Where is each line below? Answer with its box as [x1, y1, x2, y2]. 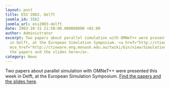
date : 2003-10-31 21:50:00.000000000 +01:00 [5, 26, 101, 31]
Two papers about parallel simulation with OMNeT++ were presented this [5, 68, 158, 74]
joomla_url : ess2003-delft [5, 21, 62, 27]
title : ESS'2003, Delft [5, 12, 56, 17]
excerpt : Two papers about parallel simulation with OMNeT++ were [5, 36, 148, 41]
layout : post [5, 7, 33, 13]
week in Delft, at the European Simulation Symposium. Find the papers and [5, 73, 161, 79]
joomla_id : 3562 [5, 17, 39, 22]
